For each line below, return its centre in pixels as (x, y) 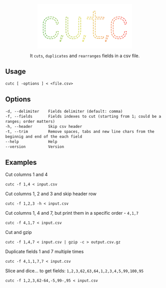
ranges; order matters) (30, 122)
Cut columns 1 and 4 (26, 175)
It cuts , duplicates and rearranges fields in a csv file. (85, 56)
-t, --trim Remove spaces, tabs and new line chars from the (80, 132)
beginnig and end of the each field (44, 137)
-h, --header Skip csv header (44, 127)
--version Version (35, 147)
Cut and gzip (18, 232)
